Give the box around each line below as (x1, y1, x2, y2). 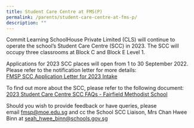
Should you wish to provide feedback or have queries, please (6, 102, 157, 110)
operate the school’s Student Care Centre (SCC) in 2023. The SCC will (6, 42, 179, 49)
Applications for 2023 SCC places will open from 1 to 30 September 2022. (6, 60, 189, 67)
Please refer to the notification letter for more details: (6, 67, 137, 74)
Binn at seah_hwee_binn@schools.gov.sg (6, 115, 109, 122)
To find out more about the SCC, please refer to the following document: (6, 85, 184, 92)
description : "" (6, 20, 47, 26)
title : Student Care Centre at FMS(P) (6, 8, 103, 15)
